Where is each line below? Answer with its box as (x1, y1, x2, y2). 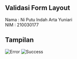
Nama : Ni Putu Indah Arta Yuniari (5, 16, 73, 22)
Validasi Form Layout (5, 4, 70, 12)
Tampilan (5, 36, 34, 44)
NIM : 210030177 (5, 22, 39, 28)
